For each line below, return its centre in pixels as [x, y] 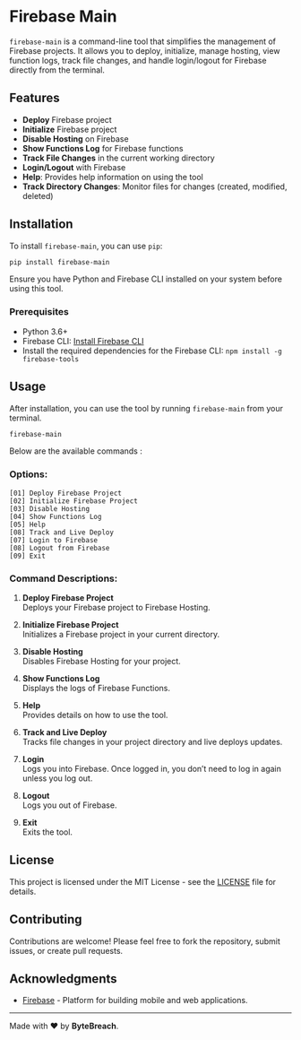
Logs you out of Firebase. [69, 805]
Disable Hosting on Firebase [75, 139]
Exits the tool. [47, 832]
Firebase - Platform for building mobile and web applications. [135, 1001]
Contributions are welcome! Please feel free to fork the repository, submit [145, 941]
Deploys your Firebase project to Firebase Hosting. [116, 608]
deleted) [38, 195]
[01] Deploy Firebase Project [66, 493]
